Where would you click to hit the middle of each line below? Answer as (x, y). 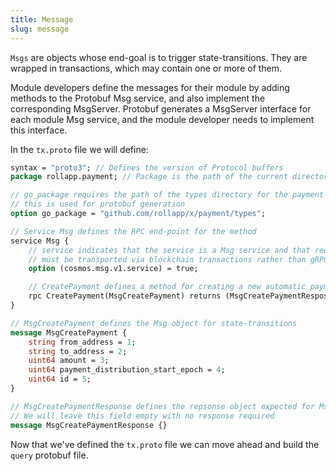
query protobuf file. (49, 455)
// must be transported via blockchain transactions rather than (167, 259)
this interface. (39, 130)
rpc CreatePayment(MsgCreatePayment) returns (125, 296)
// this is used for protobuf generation (98, 204)
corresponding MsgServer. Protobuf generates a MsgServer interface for (161, 108)
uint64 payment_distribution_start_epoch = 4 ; (127, 370)
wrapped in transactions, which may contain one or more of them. (146, 68)
